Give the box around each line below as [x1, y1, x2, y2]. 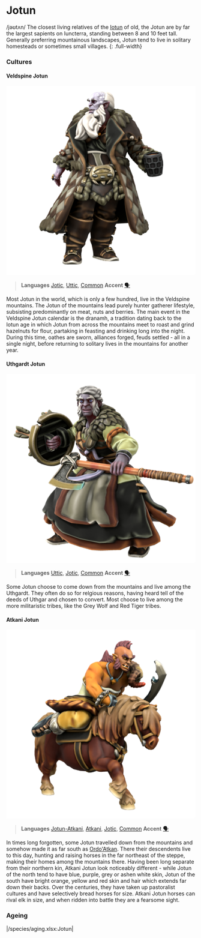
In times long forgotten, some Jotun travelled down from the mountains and [6, 839, 193, 846]
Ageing [6, 912, 28, 920]
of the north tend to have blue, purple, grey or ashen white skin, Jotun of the [6, 871, 196, 878]
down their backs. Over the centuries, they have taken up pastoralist [6, 883, 175, 891]
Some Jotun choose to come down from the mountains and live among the [6, 583, 191, 591]
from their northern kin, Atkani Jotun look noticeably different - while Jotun [6, 865, 192, 872]
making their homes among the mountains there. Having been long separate [6, 858, 194, 865]
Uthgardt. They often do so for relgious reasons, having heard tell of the [6, 589, 184, 597]
